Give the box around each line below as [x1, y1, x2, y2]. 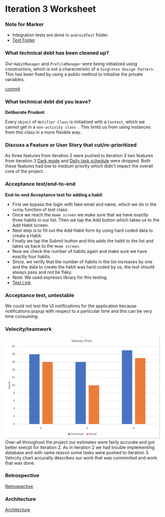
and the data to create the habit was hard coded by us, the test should [12, 264, 155, 270]
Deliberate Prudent [5, 109, 45, 115]
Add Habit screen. [12, 222, 49, 228]
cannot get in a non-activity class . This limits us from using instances [5, 124, 151, 130]
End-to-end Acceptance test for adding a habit [5, 191, 103, 197]
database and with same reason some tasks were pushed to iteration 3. [5, 449, 150, 455]
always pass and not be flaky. [12, 269, 73, 275]
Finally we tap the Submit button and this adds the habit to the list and [12, 238, 154, 244]
